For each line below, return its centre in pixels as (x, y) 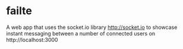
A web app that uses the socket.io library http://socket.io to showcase (92, 27)
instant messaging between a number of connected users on (81, 33)
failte (19, 11)
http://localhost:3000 (32, 40)
